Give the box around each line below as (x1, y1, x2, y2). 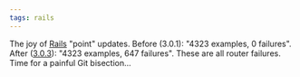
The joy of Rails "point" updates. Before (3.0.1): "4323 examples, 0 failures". (9, 38, 292, 49)
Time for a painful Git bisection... (9, 57, 131, 68)
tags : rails (9, 13, 54, 23)
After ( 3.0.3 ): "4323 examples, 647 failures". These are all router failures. (9, 47, 281, 59)
